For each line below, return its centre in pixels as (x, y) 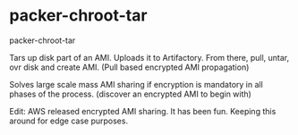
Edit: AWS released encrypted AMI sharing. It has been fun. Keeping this (143, 111)
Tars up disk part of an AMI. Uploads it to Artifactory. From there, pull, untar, (149, 57)
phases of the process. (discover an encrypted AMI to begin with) (131, 94)
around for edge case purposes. (68, 121)
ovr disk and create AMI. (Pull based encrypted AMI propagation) (129, 67)
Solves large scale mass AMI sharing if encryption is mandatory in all (136, 84)
